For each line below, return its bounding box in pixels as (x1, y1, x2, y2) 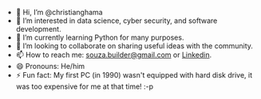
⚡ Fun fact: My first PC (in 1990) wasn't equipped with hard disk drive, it (15, 70, 253, 79)
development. (15, 25, 61, 33)
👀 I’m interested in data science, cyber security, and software (15, 16, 218, 25)
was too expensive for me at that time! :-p (15, 82, 154, 91)
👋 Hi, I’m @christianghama (15, 8, 103, 17)
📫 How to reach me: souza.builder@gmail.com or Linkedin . (15, 50, 212, 59)
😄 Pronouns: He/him (15, 62, 85, 70)
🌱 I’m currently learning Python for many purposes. (15, 32, 184, 42)
